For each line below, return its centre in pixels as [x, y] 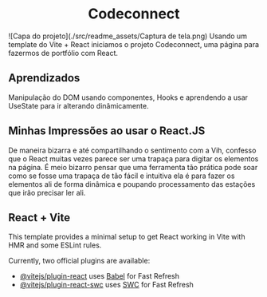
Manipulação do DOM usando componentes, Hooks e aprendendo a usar [128, 97]
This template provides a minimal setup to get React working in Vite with [127, 237]
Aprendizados [44, 78]
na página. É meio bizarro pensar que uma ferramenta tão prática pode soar [133, 167]
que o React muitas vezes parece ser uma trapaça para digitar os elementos [133, 158]
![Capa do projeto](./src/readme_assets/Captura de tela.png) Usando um [128, 36]
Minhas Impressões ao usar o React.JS [107, 131]
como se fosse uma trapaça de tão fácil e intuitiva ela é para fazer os [122, 176]
